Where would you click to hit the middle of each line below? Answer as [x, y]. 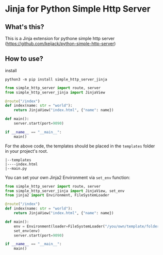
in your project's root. [27, 151]
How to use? [24, 59]
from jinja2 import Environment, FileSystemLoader [57, 195]
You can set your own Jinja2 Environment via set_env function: [68, 177]
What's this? [25, 27]
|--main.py [16, 168]
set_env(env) [27, 231]
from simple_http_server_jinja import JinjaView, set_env [65, 191]
